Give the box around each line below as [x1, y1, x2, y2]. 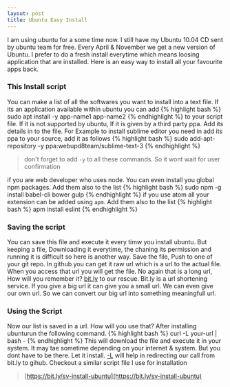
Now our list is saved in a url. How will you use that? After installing [7, 322, 197, 330]
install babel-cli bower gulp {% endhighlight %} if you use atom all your [7, 190, 209, 199]
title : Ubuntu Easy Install [7, 17, 88, 23]
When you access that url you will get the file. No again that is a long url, [7, 267, 213, 276]
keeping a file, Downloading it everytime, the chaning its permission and [7, 246, 212, 254]
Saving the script [7, 222, 65, 232]
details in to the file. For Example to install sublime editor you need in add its [7, 127, 223, 135]
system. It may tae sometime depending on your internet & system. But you [7, 344, 220, 353]
